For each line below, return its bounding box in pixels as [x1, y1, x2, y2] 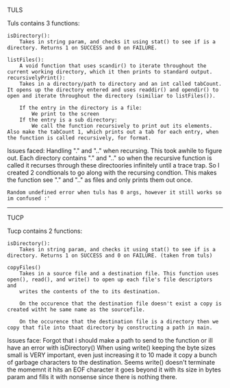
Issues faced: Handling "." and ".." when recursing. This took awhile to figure [7, 147, 222, 155]
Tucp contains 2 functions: [7, 227, 83, 235]
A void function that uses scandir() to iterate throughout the [19, 62, 207, 69]
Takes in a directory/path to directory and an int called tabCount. [19, 80, 222, 87]
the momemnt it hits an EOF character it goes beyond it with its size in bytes [7, 365, 221, 374]
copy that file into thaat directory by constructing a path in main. [7, 324, 213, 331]
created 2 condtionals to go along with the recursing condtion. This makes [7, 168, 217, 176]
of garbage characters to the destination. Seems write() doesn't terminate [7, 358, 216, 366]
